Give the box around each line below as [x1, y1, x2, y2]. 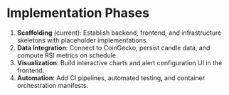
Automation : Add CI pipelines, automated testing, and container [16, 73, 206, 82]
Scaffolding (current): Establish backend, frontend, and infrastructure [16, 28, 222, 37]
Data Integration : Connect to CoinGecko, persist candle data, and [16, 43, 211, 52]
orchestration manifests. [16, 81, 89, 89]
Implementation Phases [6, 5, 150, 21]
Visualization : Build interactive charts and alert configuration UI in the [16, 58, 223, 67]
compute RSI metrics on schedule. [16, 51, 118, 60]
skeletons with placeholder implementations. [16, 35, 149, 44]
